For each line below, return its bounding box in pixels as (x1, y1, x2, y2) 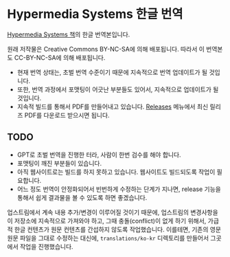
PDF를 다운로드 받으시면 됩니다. (24, 111, 110, 119)
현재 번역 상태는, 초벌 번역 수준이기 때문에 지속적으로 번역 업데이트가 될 (16, 68, 208, 76)
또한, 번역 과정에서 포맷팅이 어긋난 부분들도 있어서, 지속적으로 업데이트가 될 (16, 85, 219, 93)
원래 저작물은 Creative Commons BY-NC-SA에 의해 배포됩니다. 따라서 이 (7, 45, 205, 53)
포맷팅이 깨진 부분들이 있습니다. (16, 159, 102, 167)
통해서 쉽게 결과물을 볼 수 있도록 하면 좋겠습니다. (16, 193, 148, 201)
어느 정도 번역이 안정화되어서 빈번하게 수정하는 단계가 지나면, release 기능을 (16, 185, 221, 193)
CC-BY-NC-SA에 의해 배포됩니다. (14, 53, 106, 62)
